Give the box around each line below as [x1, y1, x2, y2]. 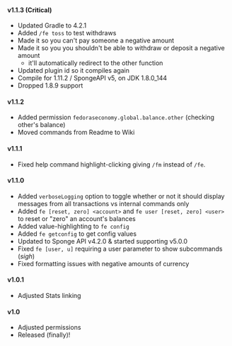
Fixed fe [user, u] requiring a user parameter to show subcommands [17, 244, 223, 253]
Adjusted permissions [17, 323, 81, 332]
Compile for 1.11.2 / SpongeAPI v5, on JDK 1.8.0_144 [17, 74, 168, 83]
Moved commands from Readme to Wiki [17, 128, 135, 137]
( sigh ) [17, 251, 35, 261]
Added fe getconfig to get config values [17, 229, 137, 238]
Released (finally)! [17, 330, 71, 339]
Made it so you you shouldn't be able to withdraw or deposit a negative [17, 44, 225, 52]
